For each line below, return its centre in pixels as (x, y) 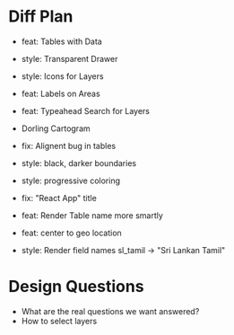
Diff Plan (41, 17)
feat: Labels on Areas (61, 93)
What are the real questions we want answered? (110, 311)
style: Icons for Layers (62, 76)
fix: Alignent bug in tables (69, 145)
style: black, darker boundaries (78, 163)
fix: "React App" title (59, 198)
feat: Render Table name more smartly (92, 215)
